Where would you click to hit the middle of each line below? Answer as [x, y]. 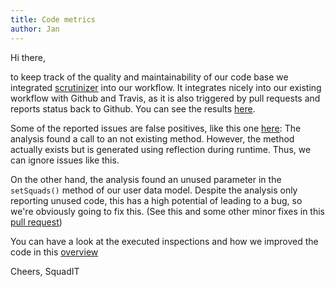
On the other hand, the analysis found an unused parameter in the [146, 179]
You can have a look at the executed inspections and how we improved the [164, 241]
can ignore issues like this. [65, 160]
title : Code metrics [53, 19]
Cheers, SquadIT [45, 271]
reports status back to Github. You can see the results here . [133, 108]
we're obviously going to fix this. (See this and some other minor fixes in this [167, 211]
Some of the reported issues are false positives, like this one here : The [156, 128]
